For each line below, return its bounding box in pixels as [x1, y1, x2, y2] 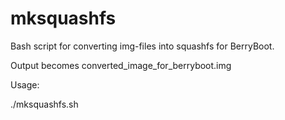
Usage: [10, 78, 40, 91]
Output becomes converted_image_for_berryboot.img [10, 59, 232, 71]
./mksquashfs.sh [10, 98, 79, 110]
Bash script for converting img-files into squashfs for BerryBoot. [10, 40, 275, 52]
